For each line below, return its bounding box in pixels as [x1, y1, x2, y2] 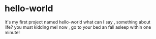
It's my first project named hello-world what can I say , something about [4, 19, 151, 25]
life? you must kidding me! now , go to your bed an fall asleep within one [4, 24, 151, 30]
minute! [4, 29, 20, 35]
